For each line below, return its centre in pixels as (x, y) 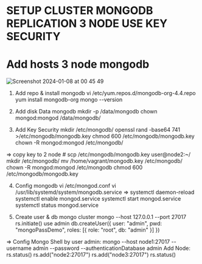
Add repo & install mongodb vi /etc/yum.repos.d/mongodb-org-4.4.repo (105, 93)
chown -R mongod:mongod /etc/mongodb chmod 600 (75, 168)
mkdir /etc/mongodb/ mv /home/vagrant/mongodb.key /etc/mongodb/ (94, 161)
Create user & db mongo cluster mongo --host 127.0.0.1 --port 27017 (101, 217)
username (19, 248)
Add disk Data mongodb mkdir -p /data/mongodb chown (86, 112)
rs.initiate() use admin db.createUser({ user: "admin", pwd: (89, 224)
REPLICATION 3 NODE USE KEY (87, 23)
